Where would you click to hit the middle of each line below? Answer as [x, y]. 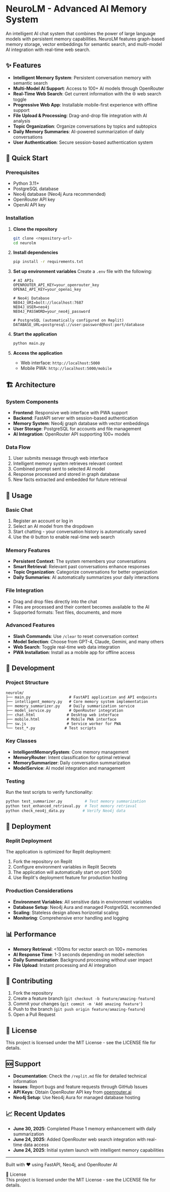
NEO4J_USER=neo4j [31, 307]
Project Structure [27, 683]
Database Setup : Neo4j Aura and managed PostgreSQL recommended [87, 907]
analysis [22, 121]
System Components [32, 402]
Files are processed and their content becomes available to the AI [81, 607]
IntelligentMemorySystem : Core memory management [71, 752]
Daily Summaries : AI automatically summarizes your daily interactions [86, 577]
